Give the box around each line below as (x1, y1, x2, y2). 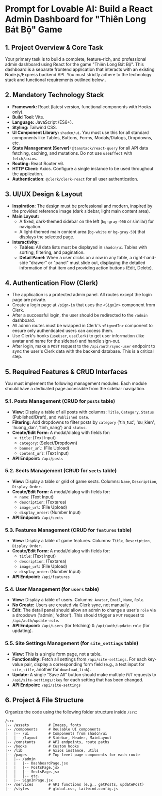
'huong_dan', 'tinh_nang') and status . (12, 424, 87, 430)
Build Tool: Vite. (12, 114, 45, 120)
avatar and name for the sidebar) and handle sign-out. (12, 338, 121, 344)
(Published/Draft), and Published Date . (12, 414, 90, 420)
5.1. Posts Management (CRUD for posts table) (5, 398, 115, 405)
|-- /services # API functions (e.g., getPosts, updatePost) (5, 782, 145, 787)
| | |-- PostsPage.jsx (5, 765, 60, 770)
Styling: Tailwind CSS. (12, 124, 57, 130)
